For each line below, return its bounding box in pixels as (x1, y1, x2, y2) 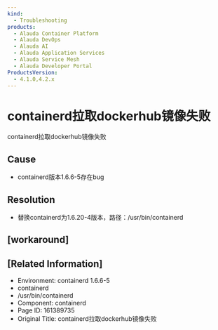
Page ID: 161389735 (17, 306, 75, 315)
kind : (7, 10, 23, 18)
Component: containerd (17, 299, 86, 308)
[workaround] (7, 234, 69, 246)
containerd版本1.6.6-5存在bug (17, 173, 104, 181)
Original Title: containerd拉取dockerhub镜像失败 (17, 315, 157, 323)
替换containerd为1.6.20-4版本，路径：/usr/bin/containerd (17, 213, 184, 221)
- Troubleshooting (13, 17, 68, 24)
